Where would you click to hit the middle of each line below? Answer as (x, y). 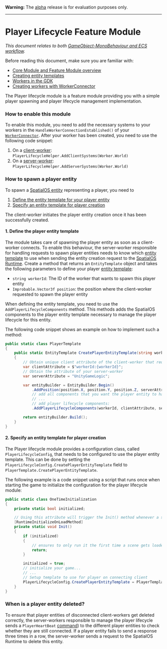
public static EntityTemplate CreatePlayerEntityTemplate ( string (83, 353)
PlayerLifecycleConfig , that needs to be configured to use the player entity (83, 454)
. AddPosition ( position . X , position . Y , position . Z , (85, 390)
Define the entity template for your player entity (61, 200)
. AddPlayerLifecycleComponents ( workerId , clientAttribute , (94, 408)
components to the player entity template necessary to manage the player (81, 314)
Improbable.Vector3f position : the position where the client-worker (82, 289)
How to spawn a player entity (41, 179)
